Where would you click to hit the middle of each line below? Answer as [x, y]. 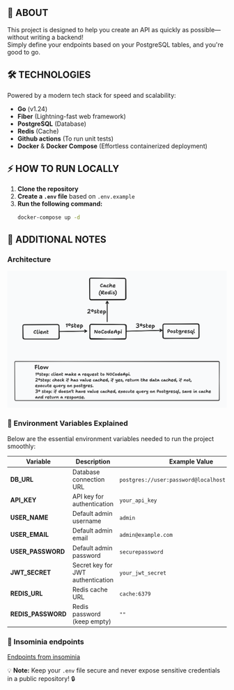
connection [88, 479]
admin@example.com [146, 535]
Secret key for [92, 565]
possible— [206, 29]
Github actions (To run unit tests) [65, 138]
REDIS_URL [26, 593]
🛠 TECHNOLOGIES [49, 75]
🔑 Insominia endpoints [46, 642]
